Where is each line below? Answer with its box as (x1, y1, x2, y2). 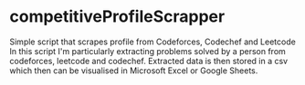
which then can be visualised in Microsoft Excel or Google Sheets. (9, 65, 258, 76)
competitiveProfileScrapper (9, 6, 226, 27)
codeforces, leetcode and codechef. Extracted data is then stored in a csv (9, 55, 289, 66)
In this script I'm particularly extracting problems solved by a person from (9, 45, 286, 56)
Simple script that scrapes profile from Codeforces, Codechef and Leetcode (9, 36, 297, 47)
